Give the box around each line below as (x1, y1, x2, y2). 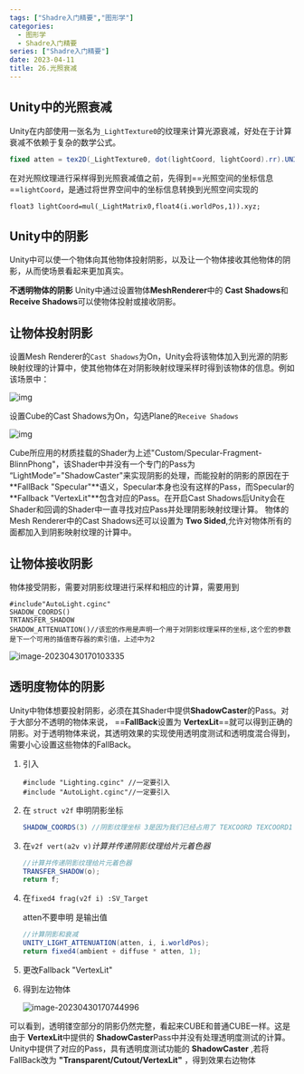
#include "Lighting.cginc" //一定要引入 (22, 778, 170, 787)
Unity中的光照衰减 (9, 100, 112, 115)
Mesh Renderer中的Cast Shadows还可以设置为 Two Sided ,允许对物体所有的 (9, 516, 292, 527)
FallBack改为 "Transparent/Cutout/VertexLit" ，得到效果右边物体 (9, 1054, 256, 1065)
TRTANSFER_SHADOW (9, 615, 75, 624)
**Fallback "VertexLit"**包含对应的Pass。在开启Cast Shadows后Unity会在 (9, 493, 286, 504)
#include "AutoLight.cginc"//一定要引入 (22, 788, 170, 797)
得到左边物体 (22, 983, 71, 994)
